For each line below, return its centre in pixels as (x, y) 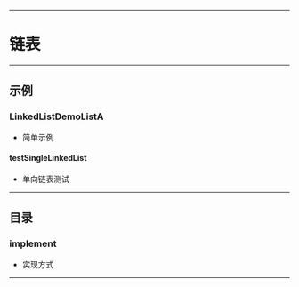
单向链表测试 (45, 179)
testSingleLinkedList (48, 158)
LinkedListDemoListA (57, 116)
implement (33, 243)
